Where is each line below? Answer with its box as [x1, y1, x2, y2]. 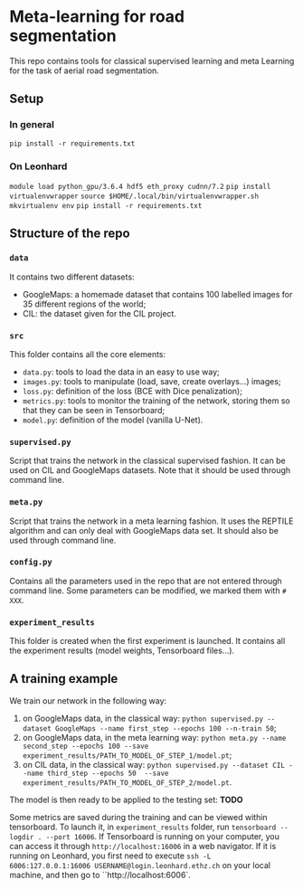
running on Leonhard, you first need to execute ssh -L [9, 850, 212, 861]
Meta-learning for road [9, 6, 185, 27]
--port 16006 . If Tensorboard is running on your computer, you [45, 830, 280, 842]
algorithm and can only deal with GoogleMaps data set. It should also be [9, 525, 279, 535]
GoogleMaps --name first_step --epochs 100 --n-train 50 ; [55, 722, 277, 733]
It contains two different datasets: [9, 271, 135, 282]
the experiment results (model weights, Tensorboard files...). [9, 645, 235, 657]
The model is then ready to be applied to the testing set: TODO [9, 794, 243, 805]
